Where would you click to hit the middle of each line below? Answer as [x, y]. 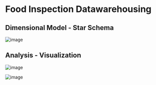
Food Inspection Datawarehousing [79, 9]
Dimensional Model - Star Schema [59, 28]
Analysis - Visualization [43, 55]
